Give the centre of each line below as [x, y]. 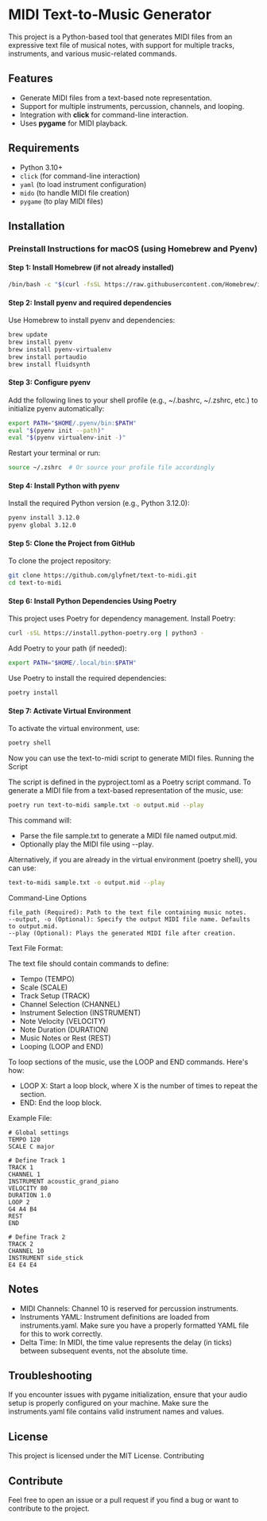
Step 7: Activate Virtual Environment [70, 710]
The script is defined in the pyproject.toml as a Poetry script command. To [130, 782]
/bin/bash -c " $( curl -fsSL [55, 285]
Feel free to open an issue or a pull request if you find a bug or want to [124, 1500]
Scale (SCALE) [44, 987]
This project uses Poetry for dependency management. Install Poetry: [122, 619]
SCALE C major [32, 1146]
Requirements [44, 148]
